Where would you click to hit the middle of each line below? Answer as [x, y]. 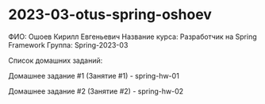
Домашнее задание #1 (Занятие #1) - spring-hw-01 [94, 75]
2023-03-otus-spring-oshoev [110, 15]
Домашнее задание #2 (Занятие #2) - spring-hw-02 [96, 91]
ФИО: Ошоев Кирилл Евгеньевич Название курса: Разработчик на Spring [133, 37]
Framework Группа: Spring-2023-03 [68, 44]
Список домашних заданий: [56, 60]
